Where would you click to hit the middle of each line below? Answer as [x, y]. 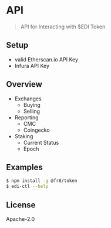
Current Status [41, 142]
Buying [32, 105]
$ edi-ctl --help [27, 187]
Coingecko [36, 130]
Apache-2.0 [21, 219]
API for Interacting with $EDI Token [63, 27]
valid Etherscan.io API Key [46, 59]
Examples [24, 167]
